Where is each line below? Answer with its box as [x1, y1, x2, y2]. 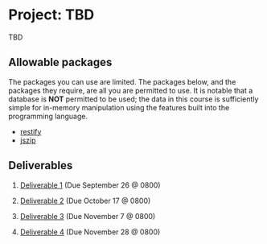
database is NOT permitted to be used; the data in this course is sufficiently [8, 94, 259, 104]
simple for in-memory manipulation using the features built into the [8, 102, 230, 112]
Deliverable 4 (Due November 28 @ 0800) [19, 227, 161, 237]
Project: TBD [8, 6, 95, 24]
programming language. [8, 111, 88, 121]
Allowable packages [8, 56, 113, 69]
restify [19, 126, 42, 136]
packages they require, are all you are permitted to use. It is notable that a [8, 85, 253, 95]
